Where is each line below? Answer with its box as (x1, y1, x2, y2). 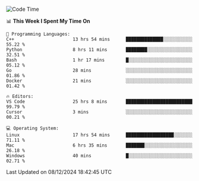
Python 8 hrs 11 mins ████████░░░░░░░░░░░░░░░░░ (6, 47, 193, 53)
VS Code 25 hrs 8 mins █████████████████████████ (6, 99, 193, 104)
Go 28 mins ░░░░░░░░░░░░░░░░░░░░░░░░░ (6, 68, 193, 74)
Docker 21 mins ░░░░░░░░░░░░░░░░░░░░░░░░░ (6, 78, 193, 84)
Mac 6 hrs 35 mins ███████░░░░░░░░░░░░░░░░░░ (6, 142, 193, 148)
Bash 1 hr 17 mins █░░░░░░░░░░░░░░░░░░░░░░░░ (6, 57, 193, 63)
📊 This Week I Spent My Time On (6, 18, 90, 24)
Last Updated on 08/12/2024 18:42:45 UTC (6, 169, 112, 175)
